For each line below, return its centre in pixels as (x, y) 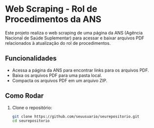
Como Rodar (24, 96)
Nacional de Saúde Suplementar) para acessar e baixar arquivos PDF (75, 38)
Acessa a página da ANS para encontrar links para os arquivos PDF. (80, 70)
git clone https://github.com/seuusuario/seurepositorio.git (76, 116)
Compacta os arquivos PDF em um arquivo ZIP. (60, 80)
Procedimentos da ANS (53, 19)
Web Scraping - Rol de (51, 9)
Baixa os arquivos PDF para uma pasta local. (57, 75)
